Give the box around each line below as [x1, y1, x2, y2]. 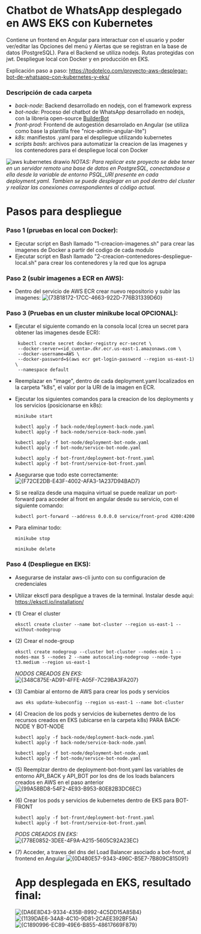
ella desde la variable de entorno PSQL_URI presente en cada [6, 171, 159, 178]
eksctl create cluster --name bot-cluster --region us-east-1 [14, 621, 173, 627]
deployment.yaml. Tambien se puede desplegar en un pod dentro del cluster [6, 178, 196, 185]
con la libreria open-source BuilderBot [14, 115, 109, 122]
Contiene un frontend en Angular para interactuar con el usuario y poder [6, 36, 185, 43]
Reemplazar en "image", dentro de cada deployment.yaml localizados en [14, 378, 194, 385]
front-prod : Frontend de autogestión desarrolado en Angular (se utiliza [14, 121, 189, 128]
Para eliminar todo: [14, 524, 62, 531]
